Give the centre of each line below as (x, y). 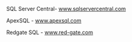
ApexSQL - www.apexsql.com (44, 20)
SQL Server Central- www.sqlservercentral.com (66, 9)
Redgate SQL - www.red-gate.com (50, 32)
